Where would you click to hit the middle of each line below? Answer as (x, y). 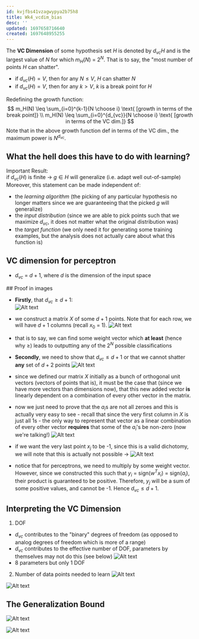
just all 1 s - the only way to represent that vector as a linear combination (103, 421)
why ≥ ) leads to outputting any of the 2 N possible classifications (93, 345)
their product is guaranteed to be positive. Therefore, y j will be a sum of (102, 481)
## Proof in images (29, 288)
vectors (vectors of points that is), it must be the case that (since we (98, 383)
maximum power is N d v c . (36, 137)
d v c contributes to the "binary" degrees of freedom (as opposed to (96, 535)
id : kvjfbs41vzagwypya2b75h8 (42, 12)
